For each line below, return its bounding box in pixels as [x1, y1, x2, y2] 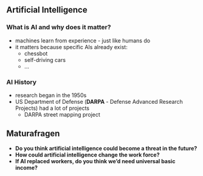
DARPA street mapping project [24, 110, 100, 118]
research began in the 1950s [15, 91, 87, 99]
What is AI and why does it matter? [6, 23, 111, 32]
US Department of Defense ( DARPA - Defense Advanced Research [15, 98, 184, 105]
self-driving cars [24, 56, 66, 63]
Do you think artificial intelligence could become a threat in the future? [15, 144, 198, 152]
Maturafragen [6, 129, 60, 139]
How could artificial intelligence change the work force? [15, 151, 160, 158]
